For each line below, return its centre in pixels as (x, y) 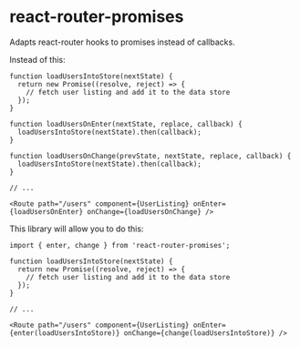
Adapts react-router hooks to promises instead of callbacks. (122, 42)
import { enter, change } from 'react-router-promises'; (120, 245)
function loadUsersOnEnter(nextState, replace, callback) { (126, 124)
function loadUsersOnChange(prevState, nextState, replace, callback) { (150, 156)
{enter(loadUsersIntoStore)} (65, 333)
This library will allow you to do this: (77, 229)
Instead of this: (37, 59)
